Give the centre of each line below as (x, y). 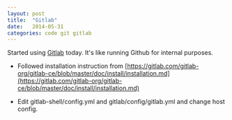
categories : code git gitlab (49, 33)
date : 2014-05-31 (36, 26)
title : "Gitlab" (32, 20)
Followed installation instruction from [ (72, 66)
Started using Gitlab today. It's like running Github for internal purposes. (110, 53)
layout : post (26, 14)
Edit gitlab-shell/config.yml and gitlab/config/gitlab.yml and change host (121, 102)
